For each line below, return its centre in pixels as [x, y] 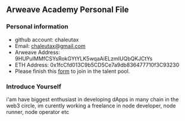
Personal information [37, 27]
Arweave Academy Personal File [68, 10]
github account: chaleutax [47, 39]
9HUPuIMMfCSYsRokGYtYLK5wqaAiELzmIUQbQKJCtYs [84, 58]
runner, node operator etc [38, 112]
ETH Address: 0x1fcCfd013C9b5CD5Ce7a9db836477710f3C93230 [97, 65]
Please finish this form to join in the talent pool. [72, 71]
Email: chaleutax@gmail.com [50, 46]
